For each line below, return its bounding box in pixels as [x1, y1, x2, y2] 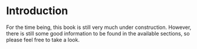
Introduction [6, 4, 68, 18]
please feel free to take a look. [6, 36, 80, 43]
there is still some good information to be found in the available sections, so [6, 30, 190, 37]
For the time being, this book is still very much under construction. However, [6, 24, 192, 31]
